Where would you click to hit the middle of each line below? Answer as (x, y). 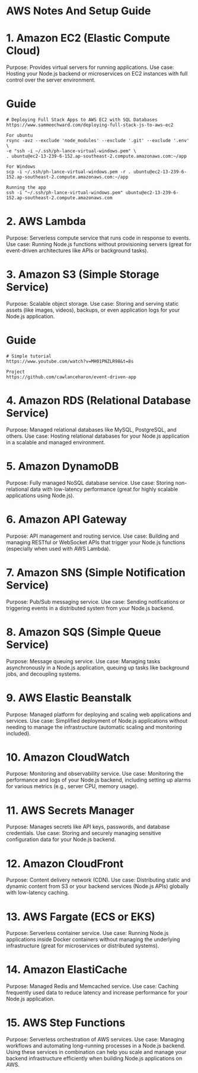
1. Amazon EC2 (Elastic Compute (88, 38)
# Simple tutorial (29, 356)
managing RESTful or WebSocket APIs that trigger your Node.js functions (96, 542)
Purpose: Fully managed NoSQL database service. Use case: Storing (90, 482)
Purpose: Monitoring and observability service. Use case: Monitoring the (95, 774)
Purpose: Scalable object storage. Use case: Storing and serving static (92, 303)
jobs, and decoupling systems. (44, 674)
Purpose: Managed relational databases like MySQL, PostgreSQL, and (91, 429)
